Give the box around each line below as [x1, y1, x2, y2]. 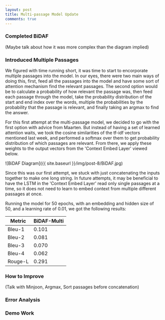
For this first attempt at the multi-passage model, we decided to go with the [5, 119, 160, 125]
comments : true [5, 16, 37, 21]
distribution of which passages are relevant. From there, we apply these [5, 140, 152, 146]
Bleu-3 [7, 242, 25, 249]
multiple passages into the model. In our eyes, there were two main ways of [5, 73, 160, 79]
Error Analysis [5, 296, 41, 303]
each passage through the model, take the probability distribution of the [5, 93, 152, 99]
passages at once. [5, 191, 43, 197]
